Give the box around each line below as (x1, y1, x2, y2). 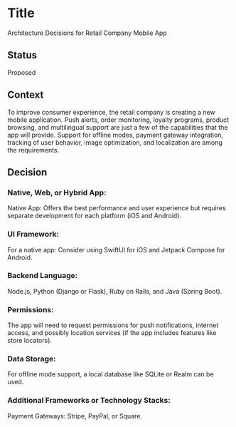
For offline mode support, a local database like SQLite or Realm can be (7, 370, 215, 379)
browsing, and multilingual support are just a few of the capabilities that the (7, 123, 228, 131)
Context (7, 89, 44, 101)
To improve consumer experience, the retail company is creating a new (7, 108, 215, 116)
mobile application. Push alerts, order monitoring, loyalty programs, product (7, 115, 230, 124)
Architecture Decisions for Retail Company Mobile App (7, 29, 167, 37)
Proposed (7, 68, 36, 76)
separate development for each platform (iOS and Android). (7, 212, 182, 220)
